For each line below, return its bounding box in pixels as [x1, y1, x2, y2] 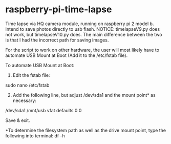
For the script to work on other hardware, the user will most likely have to [5, 47, 160, 53]
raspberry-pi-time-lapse [5, 4, 112, 15]
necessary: [12, 97, 37, 104]
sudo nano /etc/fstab [5, 82, 50, 88]
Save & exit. [5, 117, 30, 124]
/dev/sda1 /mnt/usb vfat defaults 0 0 [5, 107, 82, 113]
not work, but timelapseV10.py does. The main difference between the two [5, 31, 162, 37]
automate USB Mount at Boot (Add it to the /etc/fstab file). [5, 52, 128, 58]
